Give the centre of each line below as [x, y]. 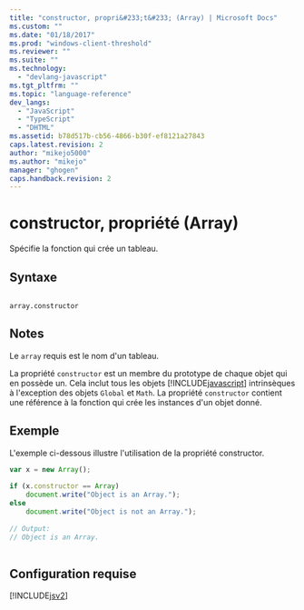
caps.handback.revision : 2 [60, 178]
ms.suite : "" [34, 60]
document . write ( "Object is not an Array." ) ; [111, 512]
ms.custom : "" [36, 26]
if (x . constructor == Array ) [64, 486]
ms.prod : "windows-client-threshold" [81, 43]
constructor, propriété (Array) [124, 223]
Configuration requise [73, 574]
